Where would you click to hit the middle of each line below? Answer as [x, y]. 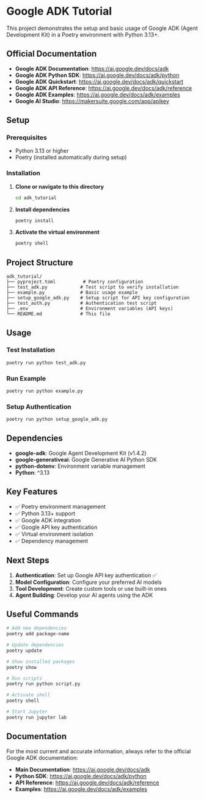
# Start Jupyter [27, 712]
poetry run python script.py [43, 684]
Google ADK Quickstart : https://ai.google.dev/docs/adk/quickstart [99, 81]
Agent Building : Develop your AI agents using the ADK [84, 595]
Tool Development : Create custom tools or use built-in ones [91, 588]
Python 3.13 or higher [42, 151]
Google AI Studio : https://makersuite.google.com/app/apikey [92, 101]
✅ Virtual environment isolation [54, 534]
